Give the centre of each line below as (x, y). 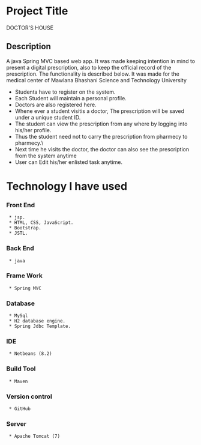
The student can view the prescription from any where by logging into (101, 124)
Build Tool (21, 369)
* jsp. (17, 217)
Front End (21, 205)
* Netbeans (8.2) (30, 354)
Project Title (37, 11)
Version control (29, 396)
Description (28, 47)
